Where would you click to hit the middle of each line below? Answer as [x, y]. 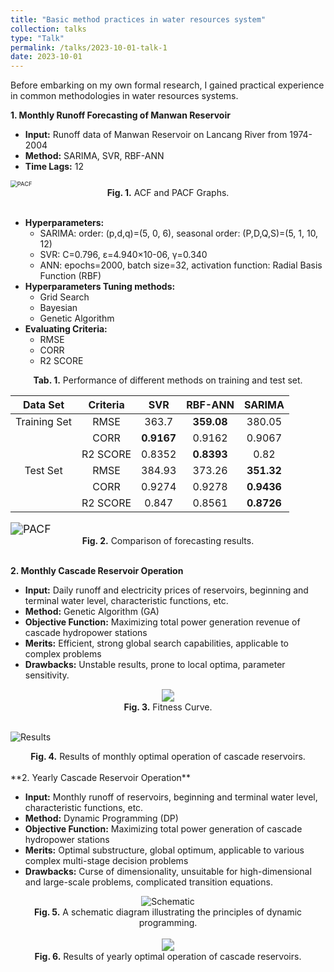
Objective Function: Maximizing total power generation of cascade [163, 829]
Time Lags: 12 [54, 167]
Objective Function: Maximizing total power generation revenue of [162, 622]
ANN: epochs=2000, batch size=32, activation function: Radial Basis [181, 265]
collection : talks [48, 29]
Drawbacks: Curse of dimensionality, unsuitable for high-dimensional [168, 872]
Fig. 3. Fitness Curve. [168, 707]
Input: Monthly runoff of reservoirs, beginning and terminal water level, [171, 797]
